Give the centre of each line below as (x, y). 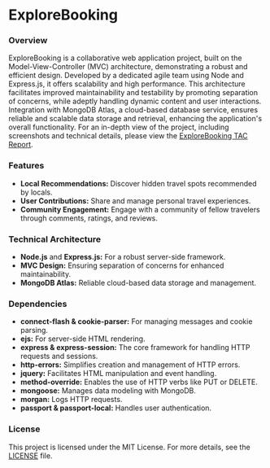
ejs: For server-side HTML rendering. (83, 339)
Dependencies (38, 304)
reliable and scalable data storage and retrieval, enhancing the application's (135, 119)
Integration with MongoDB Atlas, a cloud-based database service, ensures (133, 110)
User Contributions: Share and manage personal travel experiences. (135, 200)
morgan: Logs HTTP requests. (71, 400)
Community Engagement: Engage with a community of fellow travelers (140, 209)
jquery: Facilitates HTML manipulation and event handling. (118, 374)
